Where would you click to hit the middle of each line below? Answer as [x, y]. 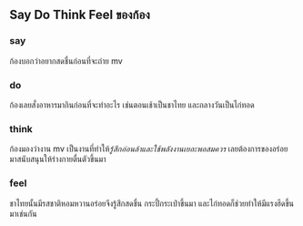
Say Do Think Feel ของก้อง [80, 15]
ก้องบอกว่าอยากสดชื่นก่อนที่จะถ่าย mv [66, 61]
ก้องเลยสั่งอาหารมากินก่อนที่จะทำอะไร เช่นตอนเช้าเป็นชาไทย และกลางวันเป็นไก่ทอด [132, 105]
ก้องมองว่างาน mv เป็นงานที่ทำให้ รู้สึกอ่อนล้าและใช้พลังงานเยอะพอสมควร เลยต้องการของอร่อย [149, 149]
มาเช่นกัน [23, 213]
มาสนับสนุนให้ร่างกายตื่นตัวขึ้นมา [58, 159]
